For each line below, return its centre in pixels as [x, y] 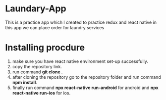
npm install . [25, 82]
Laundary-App [36, 9]
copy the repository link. [37, 66]
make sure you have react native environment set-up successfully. [80, 61]
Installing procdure [45, 48]
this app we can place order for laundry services [55, 27]
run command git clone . [37, 72]
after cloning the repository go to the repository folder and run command [86, 77]
